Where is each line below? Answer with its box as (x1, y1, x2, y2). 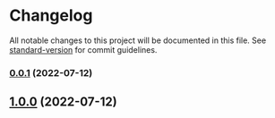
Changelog (9, 5, 93, 26)
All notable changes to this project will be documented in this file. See (9, 35, 267, 46)
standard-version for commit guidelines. (9, 44, 158, 55)
